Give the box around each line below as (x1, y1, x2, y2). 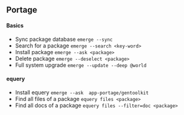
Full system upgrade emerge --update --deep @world (15, 61, 147, 69)
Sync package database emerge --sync (15, 35, 113, 43)
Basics (6, 21, 24, 29)
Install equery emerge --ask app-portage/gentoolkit (15, 88, 149, 96)
